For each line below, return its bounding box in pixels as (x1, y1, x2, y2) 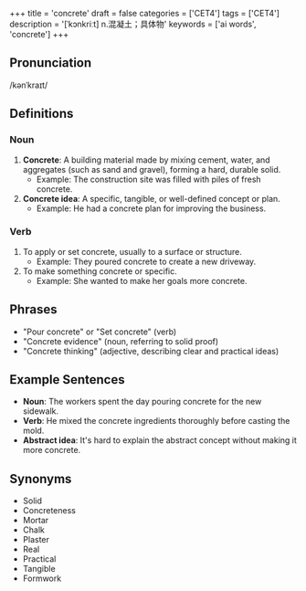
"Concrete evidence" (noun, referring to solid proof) (22, 335, 219, 346)
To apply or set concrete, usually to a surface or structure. (22, 246, 242, 257)
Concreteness (22, 505, 76, 516)
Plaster (22, 534, 50, 545)
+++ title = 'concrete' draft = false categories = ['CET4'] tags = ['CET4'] (9, 8, 280, 18)
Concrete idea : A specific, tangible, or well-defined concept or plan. (22, 193, 280, 204)
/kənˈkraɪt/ (9, 79, 48, 90)
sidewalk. (22, 406, 59, 417)
